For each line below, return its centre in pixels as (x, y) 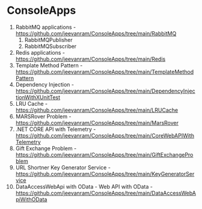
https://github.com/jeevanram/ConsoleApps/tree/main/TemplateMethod (105, 71)
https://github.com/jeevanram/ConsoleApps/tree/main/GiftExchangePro (104, 154)
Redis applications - (40, 52)
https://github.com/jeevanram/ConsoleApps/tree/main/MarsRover (97, 123)
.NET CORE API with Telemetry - (56, 129)
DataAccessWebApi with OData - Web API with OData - (84, 186)
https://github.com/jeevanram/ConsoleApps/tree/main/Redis (90, 59)
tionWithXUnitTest (38, 97)
